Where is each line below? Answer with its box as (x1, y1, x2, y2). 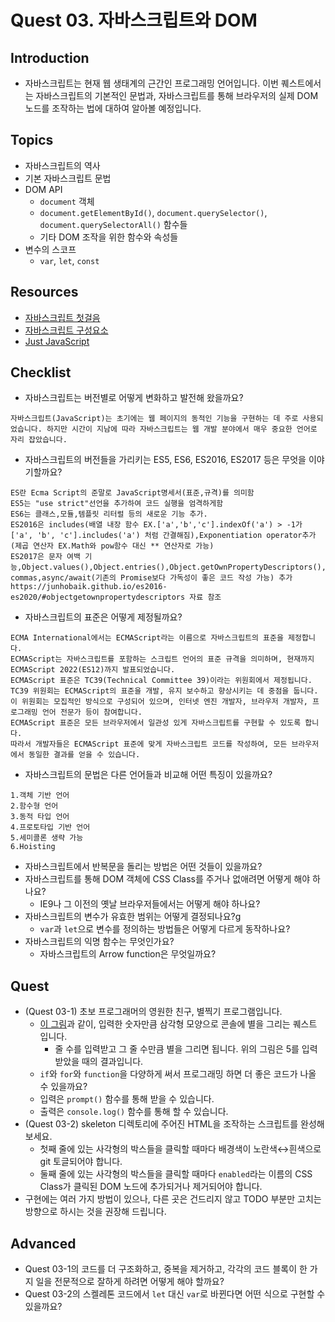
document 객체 (39, 195, 95, 207)
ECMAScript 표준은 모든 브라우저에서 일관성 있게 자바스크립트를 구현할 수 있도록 (10, 718, 302, 728)
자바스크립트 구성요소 (24, 324, 109, 336)
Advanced (10, 1235, 77, 1252)
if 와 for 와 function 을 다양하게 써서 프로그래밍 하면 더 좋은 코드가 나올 (39, 1068, 317, 1080)
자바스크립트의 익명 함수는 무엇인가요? (24, 936, 175, 948)
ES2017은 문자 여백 (10, 552, 81, 562)
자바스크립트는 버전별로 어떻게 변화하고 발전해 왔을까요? (24, 392, 244, 404)
